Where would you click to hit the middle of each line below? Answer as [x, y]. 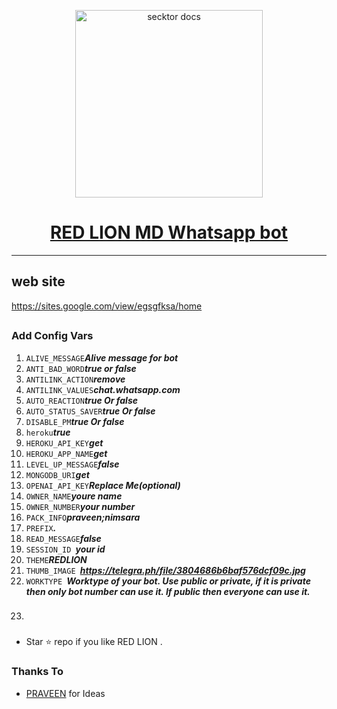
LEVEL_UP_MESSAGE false [72, 464]
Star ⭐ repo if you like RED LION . [94, 642]
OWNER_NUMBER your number [80, 506]
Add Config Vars [52, 336]
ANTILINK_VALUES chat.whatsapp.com [103, 389]
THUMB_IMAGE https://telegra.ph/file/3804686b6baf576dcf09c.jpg [165, 570]
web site [38, 281]
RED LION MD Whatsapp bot [169, 232]
